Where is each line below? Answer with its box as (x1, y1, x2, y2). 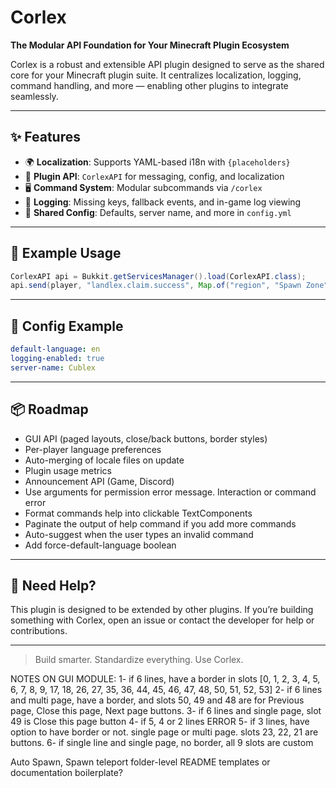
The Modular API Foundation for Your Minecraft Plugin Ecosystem (10, 39, 290, 51)
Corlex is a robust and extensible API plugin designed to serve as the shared (10, 58, 325, 70)
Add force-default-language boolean (24, 539, 177, 551)
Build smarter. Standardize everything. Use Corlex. (34, 654, 244, 666)
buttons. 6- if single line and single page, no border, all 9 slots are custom (10, 737, 314, 749)
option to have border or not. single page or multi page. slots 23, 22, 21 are (10, 726, 319, 738)
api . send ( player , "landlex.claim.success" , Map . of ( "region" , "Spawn (10, 281, 302, 291)
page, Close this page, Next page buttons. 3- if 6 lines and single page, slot (10, 705, 322, 717)
